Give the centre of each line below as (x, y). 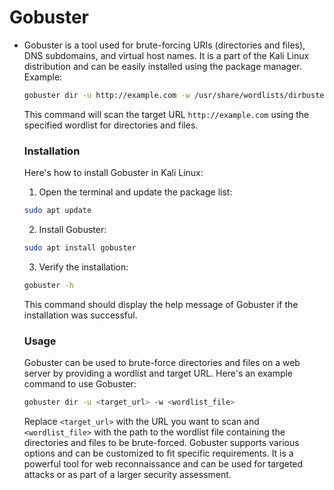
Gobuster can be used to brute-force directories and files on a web (162, 363)
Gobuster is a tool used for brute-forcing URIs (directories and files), (164, 45)
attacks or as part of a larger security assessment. (127, 474)
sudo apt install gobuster (80, 247)
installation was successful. (80, 315)
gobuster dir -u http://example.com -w (107, 95)
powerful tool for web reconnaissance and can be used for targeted (163, 463)
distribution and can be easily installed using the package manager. (162, 66)
